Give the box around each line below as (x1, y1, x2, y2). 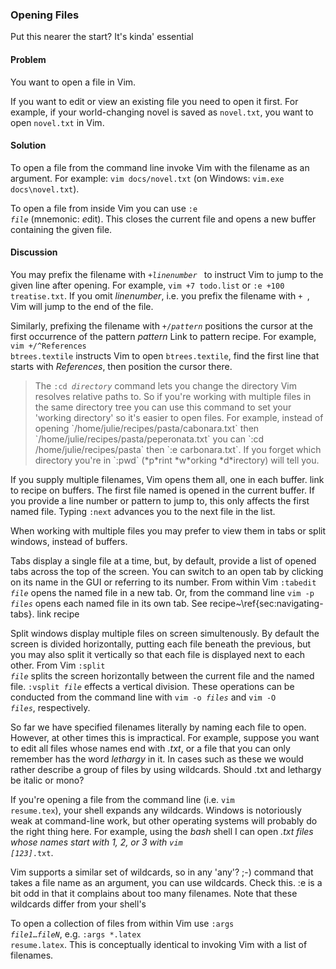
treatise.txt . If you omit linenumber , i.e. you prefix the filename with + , (10, 289, 310, 302)
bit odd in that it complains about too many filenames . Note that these (10, 887, 298, 899)
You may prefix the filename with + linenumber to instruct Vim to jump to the (10, 268, 324, 280)
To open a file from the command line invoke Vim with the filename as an (10, 161, 310, 173)
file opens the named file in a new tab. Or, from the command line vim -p (10, 586, 315, 598)
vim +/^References (10, 341, 87, 351)
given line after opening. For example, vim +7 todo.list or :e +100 (10, 279, 285, 291)
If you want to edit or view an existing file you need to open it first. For (10, 95, 299, 107)
